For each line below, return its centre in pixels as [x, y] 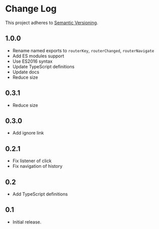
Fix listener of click [32, 161]
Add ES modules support [38, 56]
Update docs [26, 72]
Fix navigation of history [37, 166]
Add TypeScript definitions [40, 194]
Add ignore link [28, 133]
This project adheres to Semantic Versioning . [52, 23]
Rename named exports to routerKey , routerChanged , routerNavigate [83, 50]
